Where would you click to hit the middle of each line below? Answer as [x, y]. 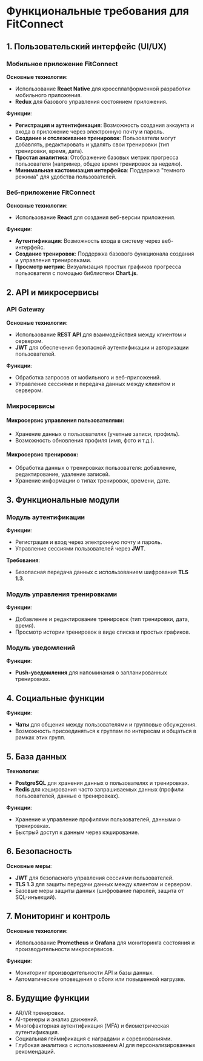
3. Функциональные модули [63, 500]
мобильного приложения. [48, 95]
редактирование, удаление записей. [62, 474]
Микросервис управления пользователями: [65, 421]
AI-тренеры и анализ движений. [57, 1019]
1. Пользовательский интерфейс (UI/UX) [87, 46]
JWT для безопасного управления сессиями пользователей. [94, 878]
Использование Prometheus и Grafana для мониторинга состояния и [105, 943]
